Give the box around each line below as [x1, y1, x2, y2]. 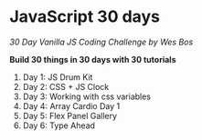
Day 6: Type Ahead [22, 120, 96, 131]
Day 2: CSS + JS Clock [22, 81, 110, 92]
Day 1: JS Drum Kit [22, 71, 93, 83]
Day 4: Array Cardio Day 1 [22, 100, 121, 111]
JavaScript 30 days [9, 6, 160, 27]
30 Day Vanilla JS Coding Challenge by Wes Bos [9, 36, 194, 47]
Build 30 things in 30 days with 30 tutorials [9, 54, 176, 65]
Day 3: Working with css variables [22, 91, 152, 102]
